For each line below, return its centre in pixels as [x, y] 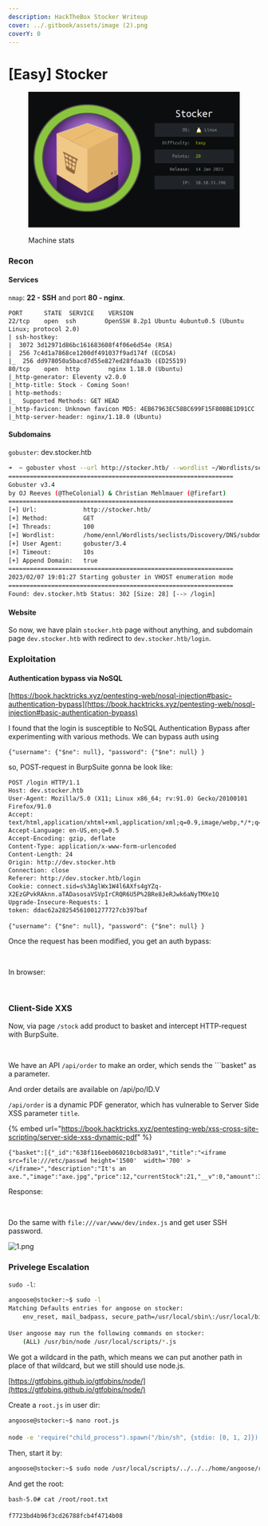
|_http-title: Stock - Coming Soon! [69, 385]
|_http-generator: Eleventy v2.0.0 [67, 377]
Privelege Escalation [49, 1267]
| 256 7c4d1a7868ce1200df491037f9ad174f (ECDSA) [93, 353]
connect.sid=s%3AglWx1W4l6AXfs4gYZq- [99, 887]
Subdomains [30, 434]
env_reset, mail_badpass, [66, 1317]
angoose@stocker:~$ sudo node [59, 1469]
